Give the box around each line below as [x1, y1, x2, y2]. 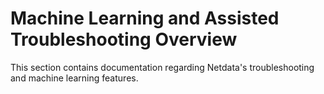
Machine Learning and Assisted [10, 7, 280, 30]
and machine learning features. [10, 72, 139, 84]
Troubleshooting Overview [10, 28, 238, 51]
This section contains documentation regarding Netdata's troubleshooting [10, 61, 315, 73]
